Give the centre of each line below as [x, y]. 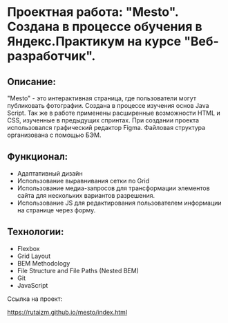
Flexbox [28, 248]
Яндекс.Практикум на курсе [94, 41]
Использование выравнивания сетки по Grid [83, 181]
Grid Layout [34, 256]
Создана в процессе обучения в [105, 27]
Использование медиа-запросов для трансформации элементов [113, 188]
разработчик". [51, 56]
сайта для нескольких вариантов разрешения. [86, 195]
